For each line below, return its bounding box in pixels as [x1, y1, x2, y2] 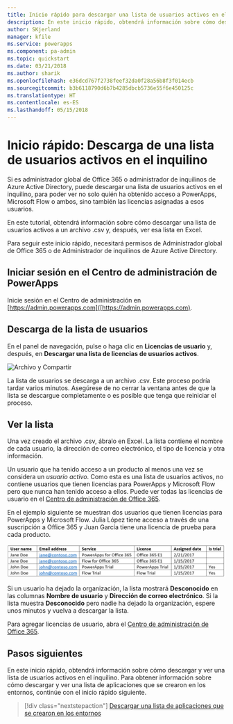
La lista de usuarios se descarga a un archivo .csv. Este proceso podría [7, 376, 211, 385]
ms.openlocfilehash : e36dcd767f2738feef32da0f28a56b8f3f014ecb [7, 77, 194, 84]
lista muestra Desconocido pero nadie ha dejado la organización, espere [7, 599, 216, 608]
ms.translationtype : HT [7, 92, 76, 99]
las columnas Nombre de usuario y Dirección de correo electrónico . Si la [7, 592, 218, 600]
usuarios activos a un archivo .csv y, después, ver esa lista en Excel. [7, 225, 202, 234]
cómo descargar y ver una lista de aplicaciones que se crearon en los [7, 680, 206, 689]
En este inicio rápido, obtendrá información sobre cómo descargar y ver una [7, 666, 225, 674]
